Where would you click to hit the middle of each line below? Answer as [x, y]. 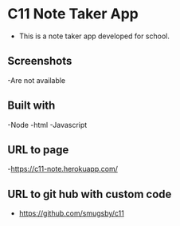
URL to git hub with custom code [90, 194]
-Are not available [37, 80]
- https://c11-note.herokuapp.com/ [63, 169]
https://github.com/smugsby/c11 [71, 213]
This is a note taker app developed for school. [94, 36]
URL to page [38, 150]
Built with [31, 106]
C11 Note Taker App [73, 14]
